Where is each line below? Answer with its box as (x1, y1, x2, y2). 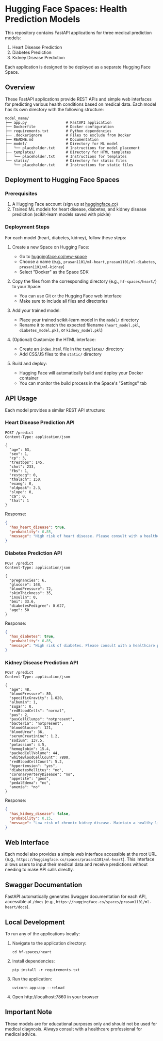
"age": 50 (9, 607, 29, 612)
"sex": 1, (9, 451, 29, 456)
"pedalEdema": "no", (9, 781, 51, 785)
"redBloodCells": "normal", (9, 708, 66, 714)
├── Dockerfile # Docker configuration (5, 124, 114, 129)
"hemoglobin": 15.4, (9, 747, 51, 751)
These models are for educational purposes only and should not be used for (5, 1021, 157, 1026)
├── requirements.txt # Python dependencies (5, 129, 112, 133)
